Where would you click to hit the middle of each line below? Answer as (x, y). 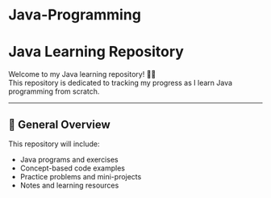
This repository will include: (54, 144)
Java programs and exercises (69, 159)
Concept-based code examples (72, 168)
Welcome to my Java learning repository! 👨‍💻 (82, 74)
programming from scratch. (54, 91)
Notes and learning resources (69, 185)
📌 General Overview (59, 124)
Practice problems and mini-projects (81, 176)
